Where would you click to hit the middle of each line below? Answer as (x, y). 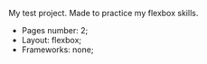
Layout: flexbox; (52, 40)
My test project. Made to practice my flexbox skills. (103, 13)
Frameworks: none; (57, 50)
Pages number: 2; (55, 30)
